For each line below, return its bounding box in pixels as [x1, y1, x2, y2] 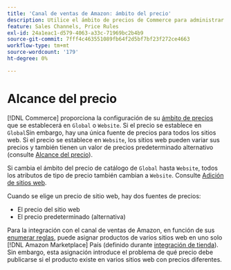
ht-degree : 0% [7, 55, 48, 62]
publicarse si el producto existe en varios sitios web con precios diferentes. [7, 255, 223, 263]
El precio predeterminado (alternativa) [17, 212, 126, 221]
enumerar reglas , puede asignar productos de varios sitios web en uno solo [7, 233, 223, 242]
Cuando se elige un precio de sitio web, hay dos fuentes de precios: [7, 191, 201, 200]
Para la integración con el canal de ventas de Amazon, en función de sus [7, 226, 215, 234]
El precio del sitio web [17, 205, 81, 213]
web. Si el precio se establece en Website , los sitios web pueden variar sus [7, 135, 220, 144]
